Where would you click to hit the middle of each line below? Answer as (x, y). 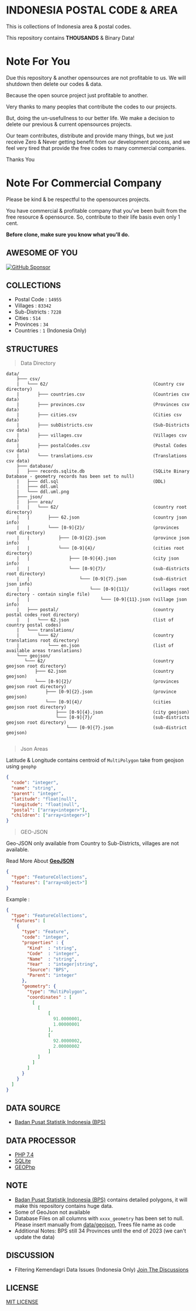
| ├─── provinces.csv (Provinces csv (103, 405)
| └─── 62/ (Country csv (100, 384)
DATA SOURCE (33, 1108)
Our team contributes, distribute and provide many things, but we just (90, 135)
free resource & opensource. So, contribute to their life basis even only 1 (93, 217)
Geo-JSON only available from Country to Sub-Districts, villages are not (93, 843)
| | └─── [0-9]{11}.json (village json (102, 600)
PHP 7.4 (24, 1155)
